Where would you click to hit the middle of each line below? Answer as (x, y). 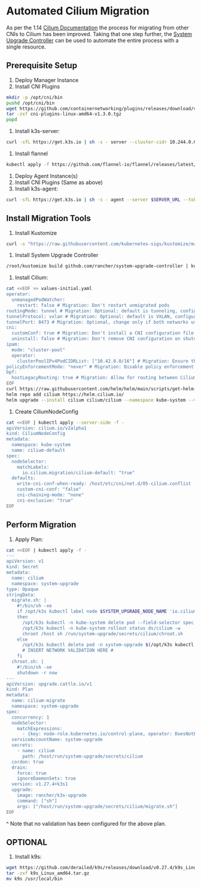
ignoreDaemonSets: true (47, 779)
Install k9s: (28, 857)
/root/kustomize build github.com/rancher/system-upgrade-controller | (97, 266)
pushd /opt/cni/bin (31, 103)
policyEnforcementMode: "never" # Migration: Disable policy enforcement (100, 367)
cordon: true (28, 762)
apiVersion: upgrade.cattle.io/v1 (49, 684)
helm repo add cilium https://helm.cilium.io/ (65, 394)
